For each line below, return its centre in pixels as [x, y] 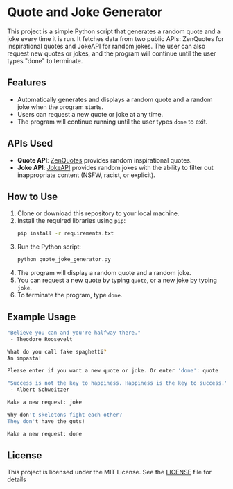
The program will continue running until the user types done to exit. [112, 122]
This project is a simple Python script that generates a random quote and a [114, 31]
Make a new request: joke [44, 403]
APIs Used [30, 143]
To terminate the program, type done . [70, 295]
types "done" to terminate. [45, 60]
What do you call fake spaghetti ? [57, 351]
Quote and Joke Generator [85, 12]
